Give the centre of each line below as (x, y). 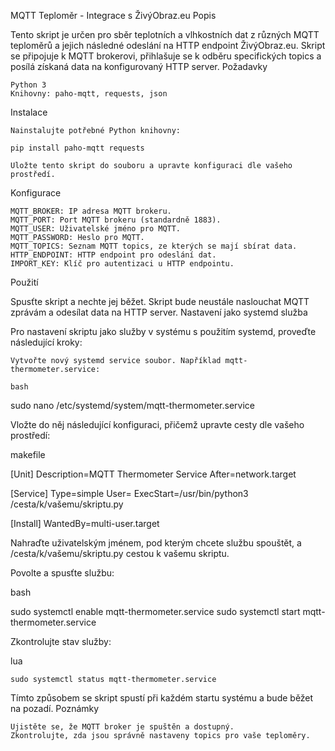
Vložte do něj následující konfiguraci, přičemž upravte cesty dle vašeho (157, 424)
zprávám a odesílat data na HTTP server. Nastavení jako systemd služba (159, 312)
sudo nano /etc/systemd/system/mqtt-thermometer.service (132, 405)
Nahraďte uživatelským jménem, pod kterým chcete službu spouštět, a (156, 543)
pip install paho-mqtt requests (77, 148)
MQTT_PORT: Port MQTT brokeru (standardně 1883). (116, 220)
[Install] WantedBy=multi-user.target (85, 523)
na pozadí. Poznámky (55, 708)
